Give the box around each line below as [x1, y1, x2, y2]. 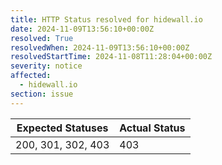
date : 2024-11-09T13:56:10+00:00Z [10, 24, 155, 34]
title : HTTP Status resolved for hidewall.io [10, 14, 203, 25]
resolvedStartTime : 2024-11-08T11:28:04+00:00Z [10, 52, 213, 62]
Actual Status [119, 121, 186, 135]
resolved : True [10, 33, 74, 43]
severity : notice [10, 61, 83, 71]
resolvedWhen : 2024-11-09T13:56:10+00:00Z [10, 42, 190, 53]
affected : [10, 71, 52, 81]
